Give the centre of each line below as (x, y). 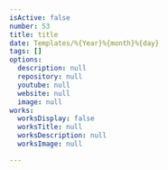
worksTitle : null (50, 127)
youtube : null (44, 85)
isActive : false (40, 18)
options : (26, 60)
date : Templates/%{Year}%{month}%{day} (84, 43)
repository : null (50, 77)
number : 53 (30, 26)
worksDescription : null (62, 136)
